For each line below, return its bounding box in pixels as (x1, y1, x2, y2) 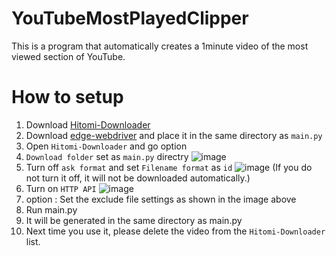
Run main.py (25, 203, 78, 216)
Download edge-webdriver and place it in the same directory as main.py (25, 129, 323, 141)
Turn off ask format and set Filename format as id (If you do (25, 161, 313, 173)
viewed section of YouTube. (11, 50, 126, 62)
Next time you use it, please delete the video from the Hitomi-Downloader (25, 225, 326, 237)
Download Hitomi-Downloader (25, 118, 151, 131)
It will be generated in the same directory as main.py (25, 214, 243, 226)
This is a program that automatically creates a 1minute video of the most (11, 40, 309, 52)
